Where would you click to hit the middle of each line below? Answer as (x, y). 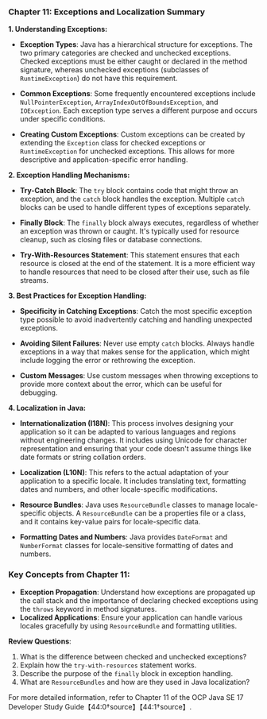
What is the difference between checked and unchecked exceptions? (133, 656)
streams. (34, 280)
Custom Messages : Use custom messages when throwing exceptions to (139, 376)
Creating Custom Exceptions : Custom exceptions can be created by (132, 134)
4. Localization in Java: (47, 408)
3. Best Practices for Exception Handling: (77, 296)
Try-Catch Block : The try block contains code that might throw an (129, 191)
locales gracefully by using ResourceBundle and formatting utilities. (128, 625)
